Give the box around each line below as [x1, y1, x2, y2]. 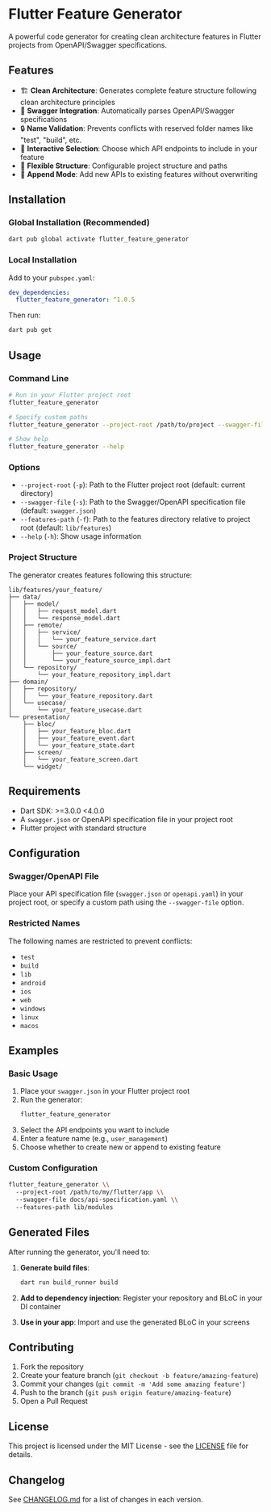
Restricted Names [8, 918, 81, 929]
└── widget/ [23, 762, 63, 771]
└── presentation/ [8, 712, 70, 721]
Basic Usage [8, 1068, 59, 1079]
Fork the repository [19, 1362, 85, 1371]
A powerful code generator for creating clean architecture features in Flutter [8, 31, 261, 41]
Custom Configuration [8, 1162, 98, 1174]
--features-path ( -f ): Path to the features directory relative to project [19, 514, 251, 524]
